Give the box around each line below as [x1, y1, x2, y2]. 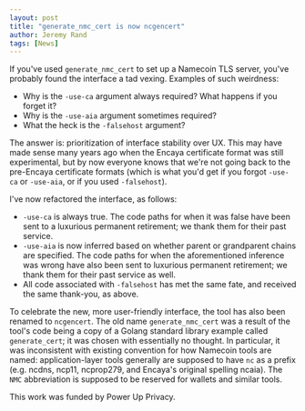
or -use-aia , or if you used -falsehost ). [19, 176, 168, 187]
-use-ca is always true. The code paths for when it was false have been [22, 211, 291, 223]
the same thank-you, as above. [22, 288, 139, 300]
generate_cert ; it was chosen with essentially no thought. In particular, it [9, 336, 280, 346]
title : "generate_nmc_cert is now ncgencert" [9, 22, 185, 31]
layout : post [9, 13, 59, 23]
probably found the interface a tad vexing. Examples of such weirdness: [9, 74, 280, 85]
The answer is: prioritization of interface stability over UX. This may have [9, 137, 282, 148]
